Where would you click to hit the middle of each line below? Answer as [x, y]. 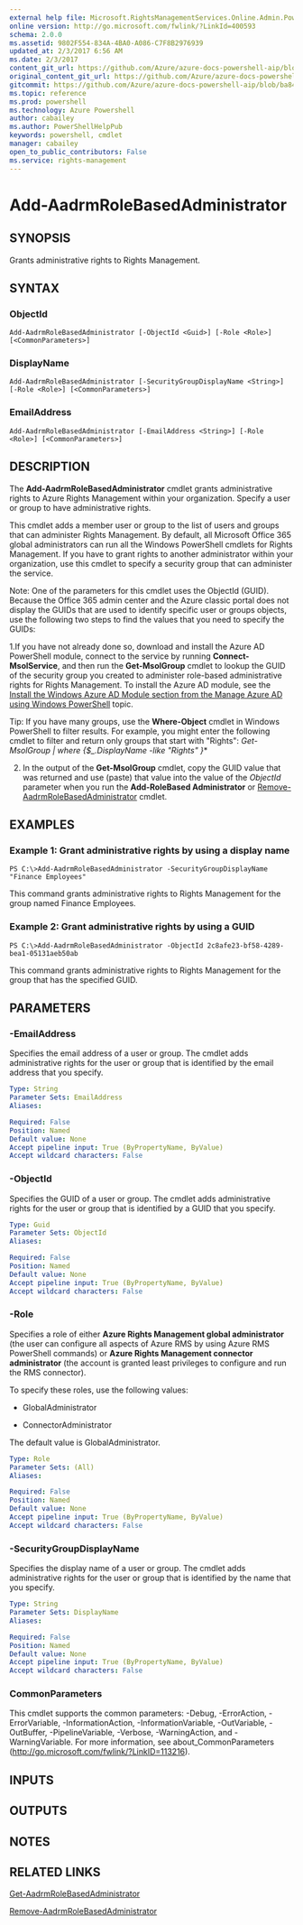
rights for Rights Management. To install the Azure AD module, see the [140, 685]
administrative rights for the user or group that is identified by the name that [150, 1578]
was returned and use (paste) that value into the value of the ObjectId [151, 777]
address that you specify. [56, 1073]
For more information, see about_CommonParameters [175, 1742]
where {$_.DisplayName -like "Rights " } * [133, 750]
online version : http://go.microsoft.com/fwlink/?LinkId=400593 [133, 26]
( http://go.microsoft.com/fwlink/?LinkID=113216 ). [100, 1752]
